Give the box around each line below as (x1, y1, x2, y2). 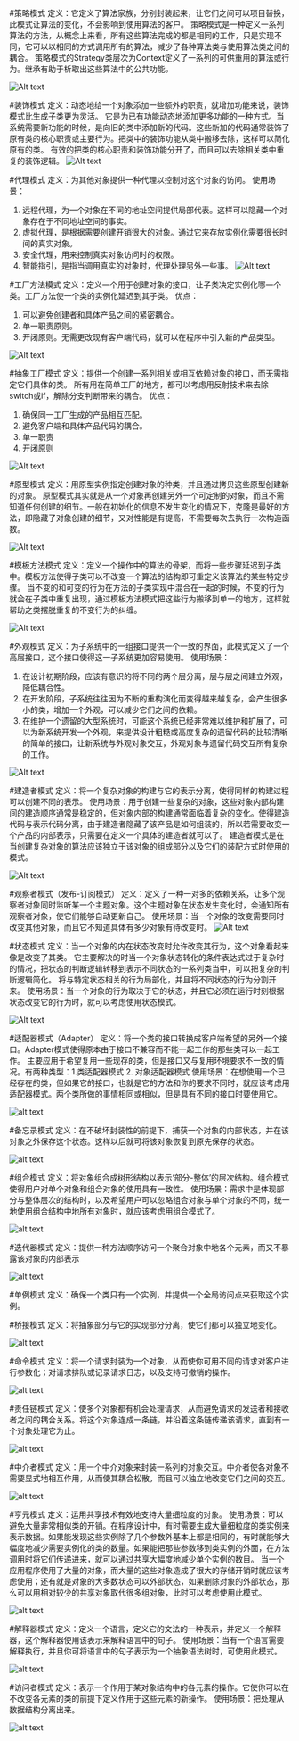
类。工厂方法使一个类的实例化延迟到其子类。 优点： (9, 291, 198, 301)
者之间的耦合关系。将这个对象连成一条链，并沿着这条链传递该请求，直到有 (9, 1414, 282, 1425)
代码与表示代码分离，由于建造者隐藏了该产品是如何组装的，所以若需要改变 (9, 819, 282, 829)
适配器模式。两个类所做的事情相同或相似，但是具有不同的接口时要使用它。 (9, 1089, 282, 1099)
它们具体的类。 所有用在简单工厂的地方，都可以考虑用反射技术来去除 (16, 379, 269, 390)
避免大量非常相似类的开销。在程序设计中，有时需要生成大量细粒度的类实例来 (9, 1521, 290, 1530)
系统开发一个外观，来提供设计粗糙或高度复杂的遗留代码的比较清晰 (45, 726, 287, 737)
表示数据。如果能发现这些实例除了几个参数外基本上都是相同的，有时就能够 (9, 1531, 282, 1542)
